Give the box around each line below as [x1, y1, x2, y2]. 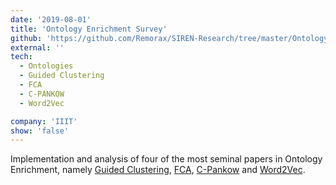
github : [10, 33, 43, 43]
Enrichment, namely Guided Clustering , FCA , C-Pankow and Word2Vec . [10, 164, 306, 176]
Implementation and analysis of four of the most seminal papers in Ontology [10, 153, 323, 165]
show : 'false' [10, 126, 70, 136]
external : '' [10, 42, 65, 53]
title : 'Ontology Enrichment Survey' [10, 24, 168, 34]
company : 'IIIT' [10, 116, 78, 126]
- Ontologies [19, 61, 74, 71]
